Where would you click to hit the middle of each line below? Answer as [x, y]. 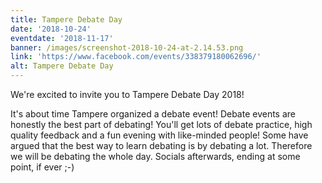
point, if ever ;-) [42, 167]
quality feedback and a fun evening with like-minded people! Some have [159, 135]
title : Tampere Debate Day [66, 19]
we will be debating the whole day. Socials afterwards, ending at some [155, 156]
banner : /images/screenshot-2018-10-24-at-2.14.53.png [127, 47]
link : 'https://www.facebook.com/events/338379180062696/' [136, 57]
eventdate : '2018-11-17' [62, 38]
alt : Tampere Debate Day [62, 66]
